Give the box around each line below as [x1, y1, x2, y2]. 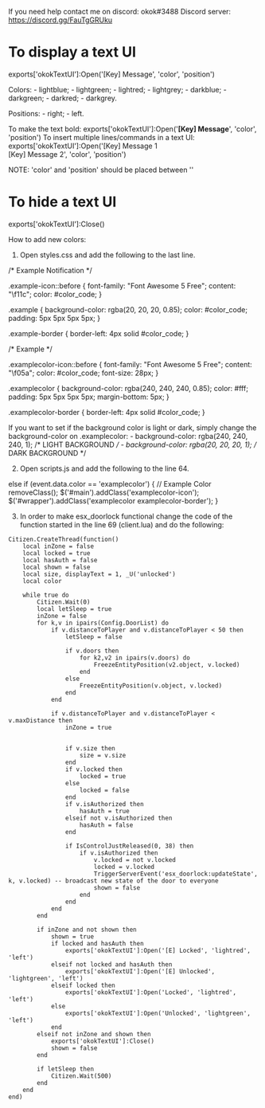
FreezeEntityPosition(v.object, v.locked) [79, 681, 223, 690]
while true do [22, 591, 69, 599]
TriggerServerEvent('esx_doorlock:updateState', [93, 870, 259, 878]
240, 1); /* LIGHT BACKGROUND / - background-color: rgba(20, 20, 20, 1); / [8, 440, 257, 449]
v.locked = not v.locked [93, 855, 177, 863]
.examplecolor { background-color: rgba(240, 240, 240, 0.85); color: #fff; [8, 383, 249, 393]
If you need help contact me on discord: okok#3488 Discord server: [8, 7, 232, 16]
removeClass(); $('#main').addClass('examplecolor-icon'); [8, 487, 200, 497]
